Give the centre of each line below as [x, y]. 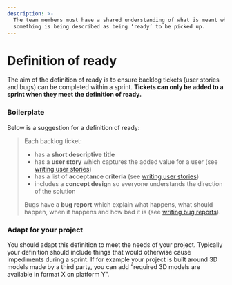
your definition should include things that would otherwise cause [99, 252]
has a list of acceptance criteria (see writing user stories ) [117, 176]
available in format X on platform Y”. [58, 274]
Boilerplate [26, 113]
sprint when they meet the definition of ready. [75, 95]
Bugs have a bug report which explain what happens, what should [118, 204]
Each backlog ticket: [53, 141]
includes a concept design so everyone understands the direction [128, 183]
